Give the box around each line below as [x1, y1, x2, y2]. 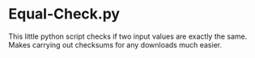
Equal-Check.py [8, 5, 120, 23]
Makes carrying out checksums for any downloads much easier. [8, 39, 223, 49]
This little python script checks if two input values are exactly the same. [8, 31, 248, 41]
